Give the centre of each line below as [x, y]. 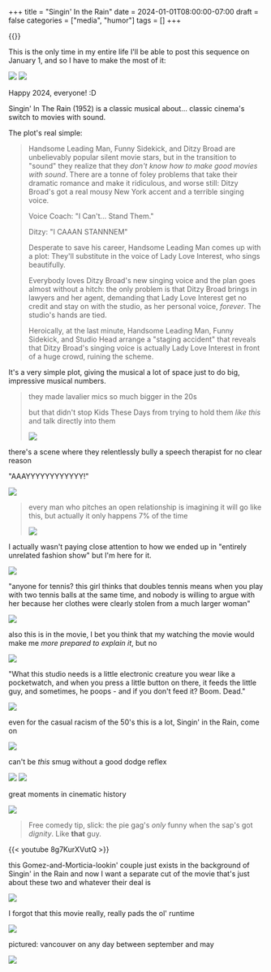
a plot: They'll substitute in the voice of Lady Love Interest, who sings [144, 256]
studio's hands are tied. [67, 315]
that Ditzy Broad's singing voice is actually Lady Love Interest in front [144, 348]
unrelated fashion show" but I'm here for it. [80, 555]
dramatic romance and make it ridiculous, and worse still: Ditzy [133, 183]
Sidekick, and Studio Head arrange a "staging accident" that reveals [142, 339]
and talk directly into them [72, 421]
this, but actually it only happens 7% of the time [108, 516]
